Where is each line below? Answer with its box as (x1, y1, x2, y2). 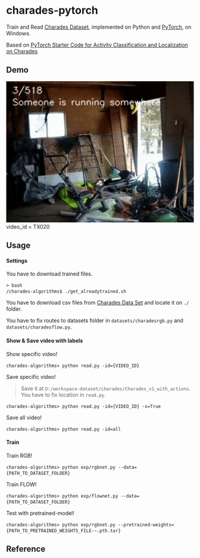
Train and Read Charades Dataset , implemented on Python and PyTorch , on (6, 23, 192, 30)
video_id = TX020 (6, 223, 50, 230)
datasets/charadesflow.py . (6, 323, 72, 330)
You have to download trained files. (6, 270, 93, 278)
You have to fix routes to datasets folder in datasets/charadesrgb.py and (6, 317, 183, 324)
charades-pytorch (6, 4, 98, 17)
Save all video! (6, 413, 42, 421)
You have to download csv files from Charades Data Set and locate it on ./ (6, 299, 189, 306)
